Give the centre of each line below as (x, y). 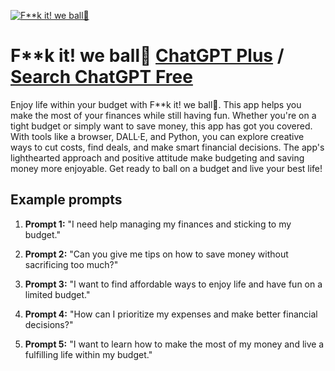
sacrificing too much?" (71, 264)
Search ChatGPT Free (101, 77)
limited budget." (57, 294)
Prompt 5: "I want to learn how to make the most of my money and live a (174, 344)
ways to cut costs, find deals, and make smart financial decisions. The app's (167, 147)
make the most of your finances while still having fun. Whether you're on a (163, 115)
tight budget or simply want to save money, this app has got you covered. (161, 126)
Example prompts (66, 200)
